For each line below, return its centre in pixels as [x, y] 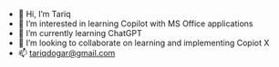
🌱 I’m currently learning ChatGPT [80, 33]
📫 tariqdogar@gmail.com [67, 53]
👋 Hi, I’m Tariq [44, 14]
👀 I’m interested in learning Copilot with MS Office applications [135, 24]
